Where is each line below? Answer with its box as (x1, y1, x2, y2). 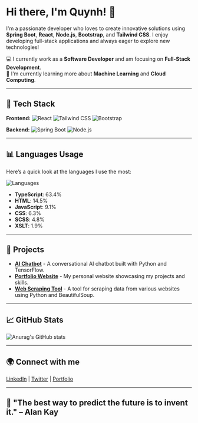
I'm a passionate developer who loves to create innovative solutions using (6, 25, 186, 32)
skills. (14, 279, 29, 286)
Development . (6, 64, 41, 71)
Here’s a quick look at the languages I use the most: (6, 168, 131, 175)
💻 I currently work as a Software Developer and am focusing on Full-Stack (6, 55, 190, 62)
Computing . (6, 76, 36, 83)
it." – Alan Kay (6, 407, 59, 417)
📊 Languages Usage (6, 150, 84, 160)
